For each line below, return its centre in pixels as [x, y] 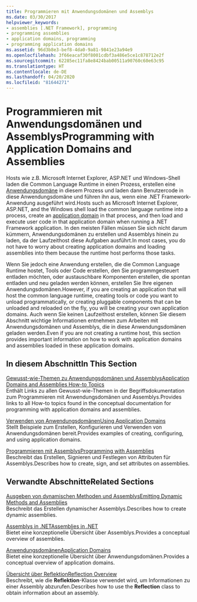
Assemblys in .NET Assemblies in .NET [52, 526]
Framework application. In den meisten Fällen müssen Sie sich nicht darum [96, 228]
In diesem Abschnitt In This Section [71, 364]
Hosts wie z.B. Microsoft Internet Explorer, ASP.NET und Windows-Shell [93, 178]
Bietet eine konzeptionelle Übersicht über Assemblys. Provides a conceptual [98, 532]
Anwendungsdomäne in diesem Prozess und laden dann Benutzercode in [95, 190]
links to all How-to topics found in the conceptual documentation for [89, 403]
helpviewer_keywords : [33, 22]
